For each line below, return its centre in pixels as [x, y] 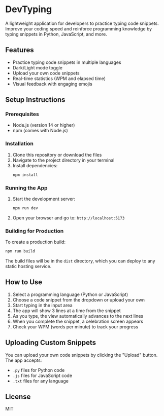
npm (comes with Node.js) [40, 131]
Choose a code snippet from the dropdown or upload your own [79, 299]
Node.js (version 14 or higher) [44, 125]
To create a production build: [36, 242]
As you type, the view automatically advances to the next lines [78, 316]
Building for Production [35, 231]
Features [20, 50]
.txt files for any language [40, 381]
